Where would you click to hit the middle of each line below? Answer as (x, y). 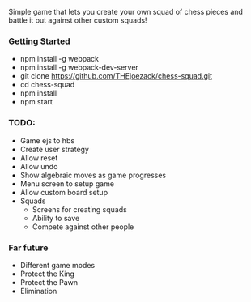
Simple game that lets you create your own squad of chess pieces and (125, 12)
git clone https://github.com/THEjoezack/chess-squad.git (116, 76)
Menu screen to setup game (67, 183)
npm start (36, 102)
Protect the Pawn (49, 282)
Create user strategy (54, 149)
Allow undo (39, 166)
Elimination (38, 291)
